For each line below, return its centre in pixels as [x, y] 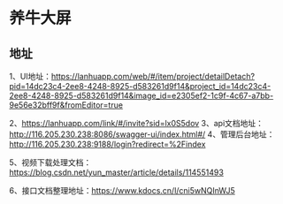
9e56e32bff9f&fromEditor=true [66, 105]
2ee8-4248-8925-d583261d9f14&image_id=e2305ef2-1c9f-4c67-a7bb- [141, 95]
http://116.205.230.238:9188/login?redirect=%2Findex [107, 144]
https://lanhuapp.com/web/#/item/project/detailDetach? [153, 76]
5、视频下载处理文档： [50, 162]
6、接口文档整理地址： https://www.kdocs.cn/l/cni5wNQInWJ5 [122, 190]
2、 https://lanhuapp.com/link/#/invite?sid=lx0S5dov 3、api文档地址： [136, 123]
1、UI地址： [30, 76]
